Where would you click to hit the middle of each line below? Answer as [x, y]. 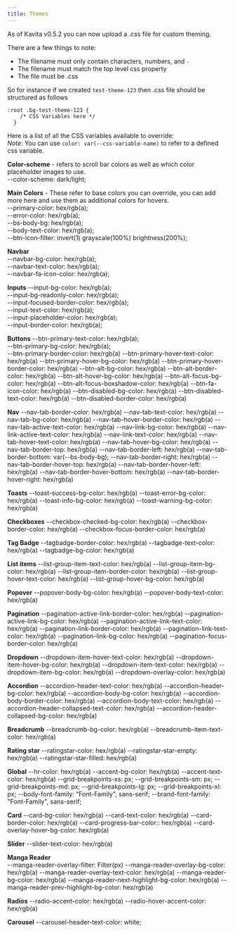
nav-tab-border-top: [36, 449]
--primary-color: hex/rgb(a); [48, 208]
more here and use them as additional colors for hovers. [88, 200]
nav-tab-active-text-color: [45, 427]
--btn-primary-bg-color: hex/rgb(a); [59, 346]
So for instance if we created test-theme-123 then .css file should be [106, 89]
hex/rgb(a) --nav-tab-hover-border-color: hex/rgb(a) [137, 419]
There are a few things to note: [52, 47]
